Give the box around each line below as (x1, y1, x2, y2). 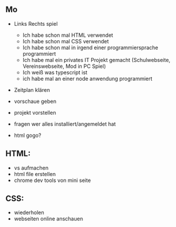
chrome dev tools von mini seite (13, 177, 91, 184)
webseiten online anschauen (13, 215, 83, 222)
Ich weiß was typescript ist (22, 68, 88, 75)
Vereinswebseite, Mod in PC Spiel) (22, 63, 106, 70)
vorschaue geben (13, 98, 57, 105)
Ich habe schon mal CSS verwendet (22, 37, 109, 44)
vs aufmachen (13, 164, 49, 171)
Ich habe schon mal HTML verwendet (22, 32, 113, 39)
